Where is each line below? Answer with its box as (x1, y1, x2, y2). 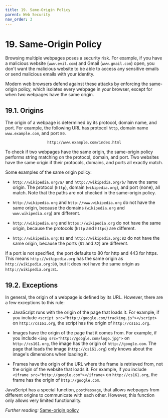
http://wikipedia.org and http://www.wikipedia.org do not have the (12, 199, 155, 205)
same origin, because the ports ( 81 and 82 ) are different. (12, 240, 129, 247)
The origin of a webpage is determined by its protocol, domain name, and (5, 119, 157, 126)
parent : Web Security (5, 12, 51, 17)
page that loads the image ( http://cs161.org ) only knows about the (12, 345, 153, 352)
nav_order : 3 (5, 17, 33, 22)
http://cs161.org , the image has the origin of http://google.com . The (12, 340, 156, 346)
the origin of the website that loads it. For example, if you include (12, 366, 147, 372)
